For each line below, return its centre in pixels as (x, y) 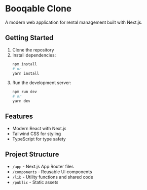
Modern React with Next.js (39, 128)
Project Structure (32, 155)
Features (19, 117)
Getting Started (29, 38)
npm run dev (24, 92)
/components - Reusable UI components (52, 172)
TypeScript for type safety (39, 139)
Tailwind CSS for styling (37, 134)
